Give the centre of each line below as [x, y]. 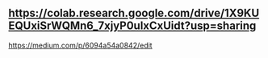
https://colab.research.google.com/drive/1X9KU [134, 13]
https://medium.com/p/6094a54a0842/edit [80, 45]
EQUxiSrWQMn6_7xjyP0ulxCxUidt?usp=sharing [132, 26]
